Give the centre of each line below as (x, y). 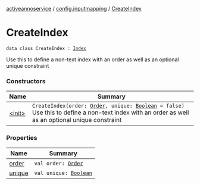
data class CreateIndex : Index (46, 48)
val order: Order (59, 163)
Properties (22, 138)
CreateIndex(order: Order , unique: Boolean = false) (108, 106)
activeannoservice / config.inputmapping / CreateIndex (74, 9)
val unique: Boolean (63, 173)
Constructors (26, 81)
